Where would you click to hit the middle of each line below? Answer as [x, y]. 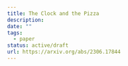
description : [26, 20]
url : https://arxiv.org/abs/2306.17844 [64, 52]
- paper [24, 39]
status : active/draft [38, 45]
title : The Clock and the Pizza [53, 13]
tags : [15, 33]
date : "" [20, 26]
